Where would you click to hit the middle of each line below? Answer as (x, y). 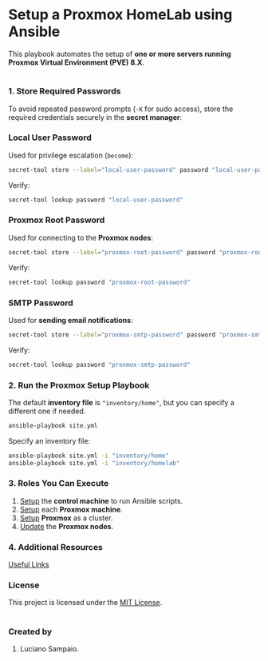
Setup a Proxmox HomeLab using (120, 15)
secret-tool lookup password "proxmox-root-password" (100, 282)
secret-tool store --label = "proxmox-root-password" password (112, 252)
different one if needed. (47, 411)
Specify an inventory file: (49, 440)
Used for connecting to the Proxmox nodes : (81, 237)
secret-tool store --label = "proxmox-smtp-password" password (112, 334)
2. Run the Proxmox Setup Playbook (79, 385)
